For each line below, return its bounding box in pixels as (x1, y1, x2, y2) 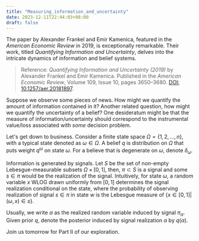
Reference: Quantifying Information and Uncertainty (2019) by (20, 66, 173, 73)
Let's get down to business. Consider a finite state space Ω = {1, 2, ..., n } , (6, 133, 184, 140)
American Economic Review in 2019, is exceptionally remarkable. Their (6, 42, 179, 49)
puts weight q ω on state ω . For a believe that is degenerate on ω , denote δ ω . (6, 146, 193, 155)
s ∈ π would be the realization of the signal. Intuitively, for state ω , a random (6, 172, 194, 179)
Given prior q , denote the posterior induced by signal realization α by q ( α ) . (6, 217, 188, 224)
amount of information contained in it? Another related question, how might (6, 103, 190, 110)
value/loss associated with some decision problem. (6, 122, 132, 129)
